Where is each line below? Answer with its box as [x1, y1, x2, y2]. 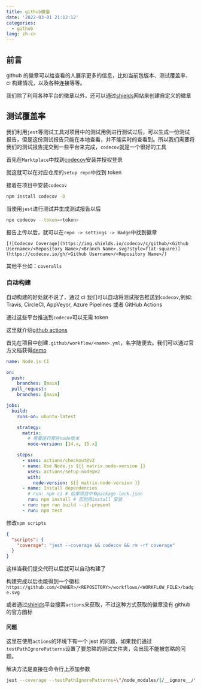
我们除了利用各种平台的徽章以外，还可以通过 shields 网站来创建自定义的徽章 [6, 92, 191, 99]
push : [11, 375, 26, 381]
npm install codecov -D [6, 193, 66, 200]
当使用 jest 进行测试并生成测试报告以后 [6, 205, 101, 212]
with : [28, 474, 42, 480]
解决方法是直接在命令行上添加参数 [6, 666, 90, 673]
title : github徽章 [6, 8, 50, 15]
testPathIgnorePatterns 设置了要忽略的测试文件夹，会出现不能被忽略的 [6, 645, 181, 652]
